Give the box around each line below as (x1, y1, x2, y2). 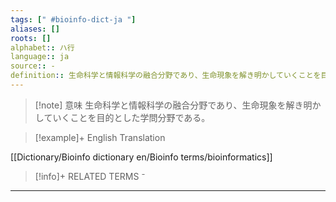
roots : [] (10, 33, 52, 43)
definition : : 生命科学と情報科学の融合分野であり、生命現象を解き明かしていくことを (10, 71, 322, 81)
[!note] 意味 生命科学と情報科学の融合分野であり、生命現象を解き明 (34, 99, 313, 111)
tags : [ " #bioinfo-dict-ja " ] (10, 14, 137, 25)
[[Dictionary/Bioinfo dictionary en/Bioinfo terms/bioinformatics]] (10, 151, 273, 163)
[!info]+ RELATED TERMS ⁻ (34, 170, 146, 182)
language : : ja (10, 52, 70, 62)
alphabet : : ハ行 (10, 42, 75, 53)
